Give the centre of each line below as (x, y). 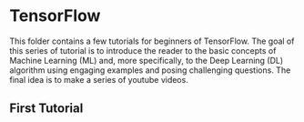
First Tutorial (46, 109)
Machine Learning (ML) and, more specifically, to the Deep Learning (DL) (147, 60)
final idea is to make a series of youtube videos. (99, 79)
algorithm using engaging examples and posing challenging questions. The (150, 70)
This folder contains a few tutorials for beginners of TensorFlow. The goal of (152, 41)
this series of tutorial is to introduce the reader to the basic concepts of (143, 50)
